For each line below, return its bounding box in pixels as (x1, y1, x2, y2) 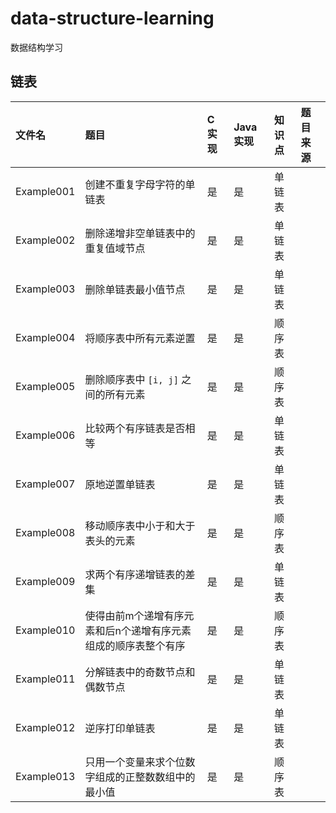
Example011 (15, 672, 76, 686)
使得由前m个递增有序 (84, 608, 185, 622)
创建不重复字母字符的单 (84, 177, 196, 191)
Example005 (15, 379, 76, 393)
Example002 (15, 233, 76, 247)
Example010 (15, 623, 76, 637)
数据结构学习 (10, 41, 63, 53)
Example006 (15, 428, 76, 442)
